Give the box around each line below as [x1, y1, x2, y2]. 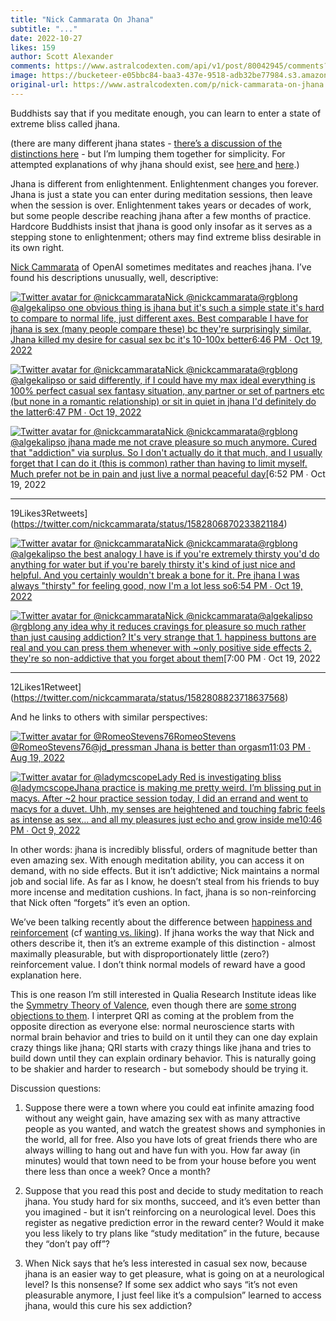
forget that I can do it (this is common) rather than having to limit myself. [10, 457, 308, 469]
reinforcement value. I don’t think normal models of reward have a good [10, 958, 306, 970]
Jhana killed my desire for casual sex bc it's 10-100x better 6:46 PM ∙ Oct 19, [10, 333, 323, 345]
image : [10, 71, 38, 81]
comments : [10, 61, 52, 71]
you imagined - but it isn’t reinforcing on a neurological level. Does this [24, 1206, 317, 1218]
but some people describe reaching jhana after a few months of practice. [10, 209, 312, 221]
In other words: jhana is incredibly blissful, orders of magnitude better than [10, 843, 318, 855]
